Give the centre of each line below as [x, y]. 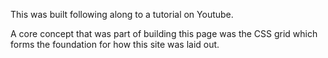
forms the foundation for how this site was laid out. [115, 44]
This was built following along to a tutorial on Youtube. [122, 14]
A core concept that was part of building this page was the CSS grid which [164, 33]
